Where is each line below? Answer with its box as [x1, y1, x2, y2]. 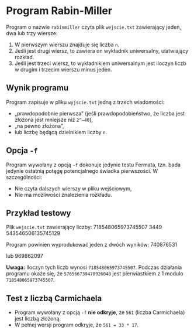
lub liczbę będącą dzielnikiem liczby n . [14, 128, 108, 135]
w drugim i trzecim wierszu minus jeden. [14, 66, 112, 73]
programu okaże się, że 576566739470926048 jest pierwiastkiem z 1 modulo [6, 270, 183, 277]
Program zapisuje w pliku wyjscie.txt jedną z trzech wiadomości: [6, 98, 165, 105]
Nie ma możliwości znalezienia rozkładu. [14, 191, 112, 198]
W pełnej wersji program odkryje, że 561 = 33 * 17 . [14, 321, 139, 329]
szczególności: [6, 173, 43, 180]
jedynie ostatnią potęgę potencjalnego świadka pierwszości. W [6, 167, 158, 174]
